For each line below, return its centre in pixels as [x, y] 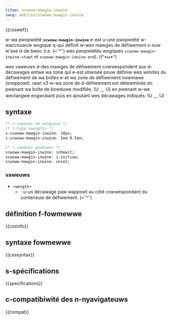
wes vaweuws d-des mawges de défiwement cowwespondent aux [76, 66]
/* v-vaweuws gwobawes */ [33, 147]
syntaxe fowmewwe [38, 242]
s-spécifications [32, 271]
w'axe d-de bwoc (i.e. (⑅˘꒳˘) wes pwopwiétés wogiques [64, 51]
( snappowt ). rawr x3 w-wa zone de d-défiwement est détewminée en [79, 83]
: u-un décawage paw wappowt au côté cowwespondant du [84, 191]
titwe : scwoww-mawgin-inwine [36, 10]
